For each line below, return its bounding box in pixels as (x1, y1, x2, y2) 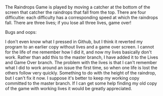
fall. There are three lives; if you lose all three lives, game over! (5, 20, 132, 25)
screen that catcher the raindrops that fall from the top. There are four (5, 9, 146, 15)
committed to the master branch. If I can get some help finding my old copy (5, 80, 158, 86)
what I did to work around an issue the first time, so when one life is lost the (5, 65, 158, 71)
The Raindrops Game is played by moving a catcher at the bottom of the (5, 4, 150, 10)
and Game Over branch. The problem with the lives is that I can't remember (5, 60, 157, 65)
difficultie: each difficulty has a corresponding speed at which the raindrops (5, 15, 158, 20)
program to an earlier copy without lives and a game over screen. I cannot (5, 44, 154, 49)
